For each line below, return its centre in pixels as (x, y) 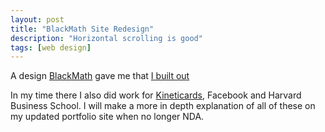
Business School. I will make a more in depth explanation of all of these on (163, 106)
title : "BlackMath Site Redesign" (82, 29)
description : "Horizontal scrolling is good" (106, 38)
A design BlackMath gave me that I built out (100, 76)
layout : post (37, 19)
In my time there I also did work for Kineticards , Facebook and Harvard (156, 95)
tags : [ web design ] (51, 47)
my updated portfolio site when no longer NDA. (107, 117)
